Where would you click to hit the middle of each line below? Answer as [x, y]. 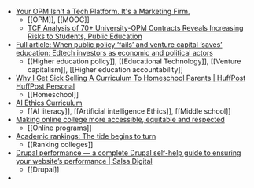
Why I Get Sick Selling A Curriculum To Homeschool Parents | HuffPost [131, 78]
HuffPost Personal [45, 86]
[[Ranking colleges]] [60, 145]
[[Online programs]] [59, 128]
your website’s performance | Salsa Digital [84, 161]
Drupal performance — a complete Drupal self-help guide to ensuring [128, 153]
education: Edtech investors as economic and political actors [114, 53]
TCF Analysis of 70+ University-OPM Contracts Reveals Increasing [135, 28]
